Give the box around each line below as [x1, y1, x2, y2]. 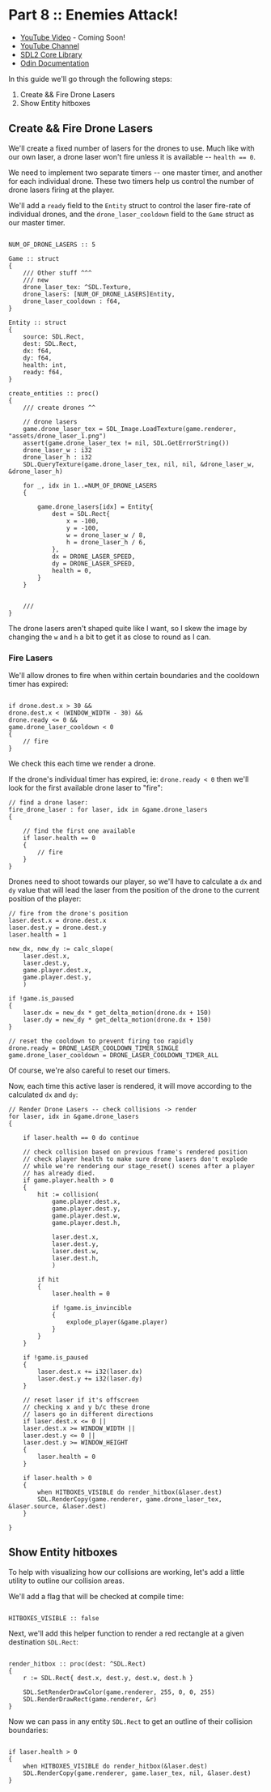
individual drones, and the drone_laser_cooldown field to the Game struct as [8, 209, 255, 219]
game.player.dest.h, [51, 1219, 121, 1227]
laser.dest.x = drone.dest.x [8, 917, 107, 925]
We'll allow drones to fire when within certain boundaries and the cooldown [8, 671, 260, 681]
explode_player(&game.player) [66, 1318, 168, 1326]
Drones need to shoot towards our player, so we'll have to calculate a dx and [8, 877, 263, 886]
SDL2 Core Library [19, 49, 83, 59]
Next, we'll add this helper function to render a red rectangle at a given [8, 1628, 244, 1638]
